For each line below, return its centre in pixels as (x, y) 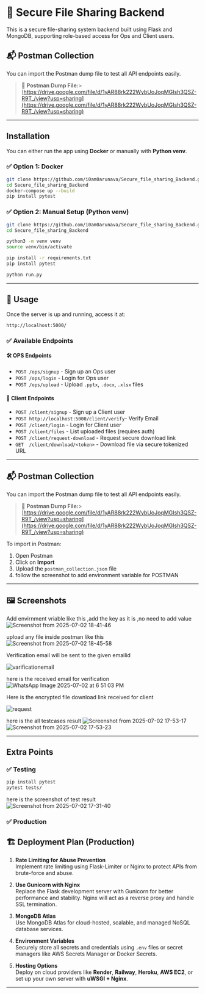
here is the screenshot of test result (51, 799)
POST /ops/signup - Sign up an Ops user (65, 371)
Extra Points (30, 752)
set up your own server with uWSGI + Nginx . (71, 978)
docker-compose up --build (41, 191)
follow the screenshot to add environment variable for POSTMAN (97, 575)
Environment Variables (45, 941)
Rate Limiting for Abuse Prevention (60, 860)
